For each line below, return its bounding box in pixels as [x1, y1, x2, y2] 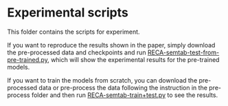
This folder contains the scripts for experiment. [7, 28, 140, 36]
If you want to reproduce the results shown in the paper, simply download [7, 41, 216, 49]
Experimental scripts [7, 5, 128, 21]
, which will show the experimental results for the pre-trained [47, 55, 220, 63]
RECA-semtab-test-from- [147, 48, 220, 56]
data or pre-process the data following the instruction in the [38, 83, 208, 92]
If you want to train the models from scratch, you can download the [7, 76, 198, 84]
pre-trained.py [7, 55, 48, 63]
